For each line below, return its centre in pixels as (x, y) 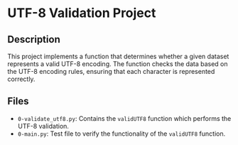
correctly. (21, 79)
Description (34, 39)
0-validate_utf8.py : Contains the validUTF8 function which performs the (124, 118)
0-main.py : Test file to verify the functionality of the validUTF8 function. (121, 134)
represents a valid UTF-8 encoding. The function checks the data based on (118, 64)
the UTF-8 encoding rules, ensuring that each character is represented (111, 71)
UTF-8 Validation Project (82, 13)
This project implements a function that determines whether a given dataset (118, 56)
